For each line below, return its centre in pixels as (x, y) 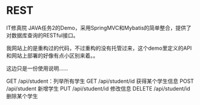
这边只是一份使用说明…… (37, 68)
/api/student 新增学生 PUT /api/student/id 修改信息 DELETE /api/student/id (98, 88)
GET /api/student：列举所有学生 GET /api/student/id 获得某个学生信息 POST (100, 81)
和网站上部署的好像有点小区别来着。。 (52, 55)
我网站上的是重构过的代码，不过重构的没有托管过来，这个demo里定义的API (99, 48)
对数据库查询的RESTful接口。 (43, 35)
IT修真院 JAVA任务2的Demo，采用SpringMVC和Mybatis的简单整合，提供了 (99, 28)
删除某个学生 (22, 96)
